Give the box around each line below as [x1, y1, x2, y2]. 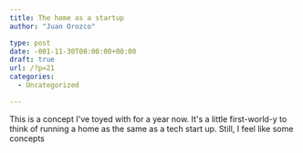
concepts [9, 133, 46, 144]
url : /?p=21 [9, 64, 55, 73]
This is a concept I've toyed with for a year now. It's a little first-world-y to [9, 113, 287, 124]
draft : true [9, 56, 55, 65]
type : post [9, 38, 51, 47]
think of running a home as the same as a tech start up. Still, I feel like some [9, 123, 294, 134]
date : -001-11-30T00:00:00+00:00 [9, 46, 137, 56]
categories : [9, 72, 55, 82]
